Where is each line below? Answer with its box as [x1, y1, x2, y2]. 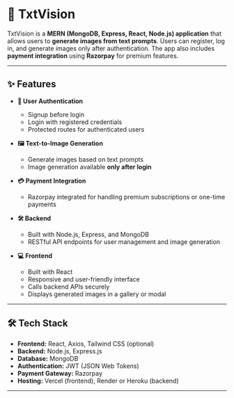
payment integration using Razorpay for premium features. [7, 52, 179, 60]
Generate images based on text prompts [27, 155, 144, 163]
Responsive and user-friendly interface [27, 275, 141, 283]
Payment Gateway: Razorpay [17, 369, 103, 377]
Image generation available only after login [27, 162, 152, 171]
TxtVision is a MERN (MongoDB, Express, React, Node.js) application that [7, 29, 221, 38]
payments [27, 200, 57, 208]
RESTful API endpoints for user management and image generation [27, 237, 221, 246]
